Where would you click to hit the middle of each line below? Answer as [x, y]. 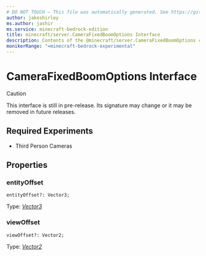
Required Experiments [50, 131]
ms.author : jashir [30, 23]
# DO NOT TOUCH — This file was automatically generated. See [87, 12]
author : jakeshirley [33, 18]
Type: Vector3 [24, 206]
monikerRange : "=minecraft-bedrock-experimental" [71, 47]
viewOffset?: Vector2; [35, 235]
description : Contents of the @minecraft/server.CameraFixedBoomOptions [101, 40]
